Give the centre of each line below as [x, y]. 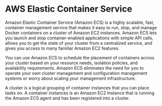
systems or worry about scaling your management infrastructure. [71, 78]
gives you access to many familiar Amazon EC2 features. [62, 48]
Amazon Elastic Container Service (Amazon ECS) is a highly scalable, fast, [80, 22]
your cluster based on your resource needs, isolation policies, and [71, 63]
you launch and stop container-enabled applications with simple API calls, [79, 38]
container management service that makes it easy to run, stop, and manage [81, 27]
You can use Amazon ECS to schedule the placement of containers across [80, 57]
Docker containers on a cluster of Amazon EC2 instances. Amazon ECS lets [81, 33]
